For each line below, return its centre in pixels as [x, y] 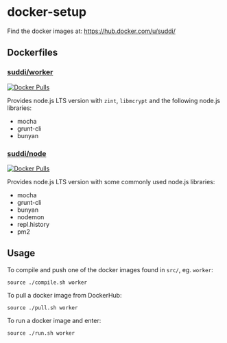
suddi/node [27, 153]
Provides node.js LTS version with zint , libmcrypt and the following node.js [114, 100]
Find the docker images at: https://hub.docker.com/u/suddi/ [92, 31]
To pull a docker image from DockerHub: [64, 295]
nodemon [31, 217]
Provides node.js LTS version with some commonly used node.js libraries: [111, 181]
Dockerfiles [33, 53]
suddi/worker [30, 72]
